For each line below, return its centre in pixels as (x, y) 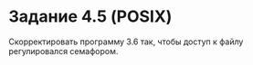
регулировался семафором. (63, 51)
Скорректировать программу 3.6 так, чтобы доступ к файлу (126, 42)
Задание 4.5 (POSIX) (90, 17)
